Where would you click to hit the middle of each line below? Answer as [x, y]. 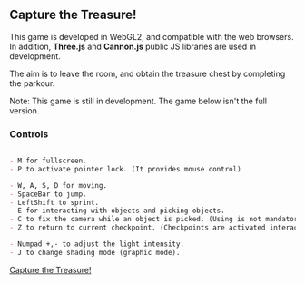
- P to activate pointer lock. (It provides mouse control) [126, 169]
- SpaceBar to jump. [49, 194]
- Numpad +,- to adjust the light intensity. [97, 244]
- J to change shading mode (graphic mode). [95, 252]
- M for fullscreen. [49, 161]
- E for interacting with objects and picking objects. [117, 211]
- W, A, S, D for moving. [58, 185]
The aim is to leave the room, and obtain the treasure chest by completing [148, 73]
